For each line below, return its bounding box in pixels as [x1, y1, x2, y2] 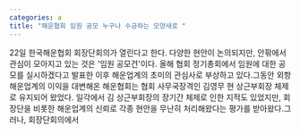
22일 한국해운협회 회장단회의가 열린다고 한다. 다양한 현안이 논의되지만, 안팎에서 [9, 46, 287, 58]
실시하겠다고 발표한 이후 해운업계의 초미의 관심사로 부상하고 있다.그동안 [25, 69, 275, 80]
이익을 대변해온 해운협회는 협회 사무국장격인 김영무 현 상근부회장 [47, 80, 273, 91]
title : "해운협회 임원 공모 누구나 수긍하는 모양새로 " [9, 21, 186, 30]
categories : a [9, 13, 63, 22]
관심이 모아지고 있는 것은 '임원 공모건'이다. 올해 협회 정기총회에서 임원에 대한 [9, 58, 277, 69]
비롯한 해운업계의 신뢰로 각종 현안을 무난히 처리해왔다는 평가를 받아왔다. [32, 103, 285, 113]
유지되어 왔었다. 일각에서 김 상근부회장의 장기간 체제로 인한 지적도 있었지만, [18, 91, 282, 103]
